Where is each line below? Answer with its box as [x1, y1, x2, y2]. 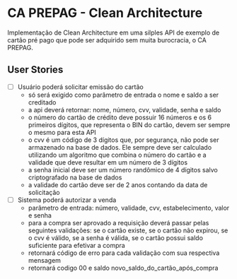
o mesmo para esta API [28, 128, 97, 136]
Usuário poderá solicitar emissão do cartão [17, 83, 144, 91]
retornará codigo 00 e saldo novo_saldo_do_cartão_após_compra [28, 263, 219, 272]
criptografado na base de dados [28, 173, 122, 182]
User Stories [7, 64, 64, 76]
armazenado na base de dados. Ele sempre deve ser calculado [28, 143, 212, 151]
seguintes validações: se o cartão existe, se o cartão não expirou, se [28, 226, 229, 235]
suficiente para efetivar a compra [28, 241, 125, 249]
